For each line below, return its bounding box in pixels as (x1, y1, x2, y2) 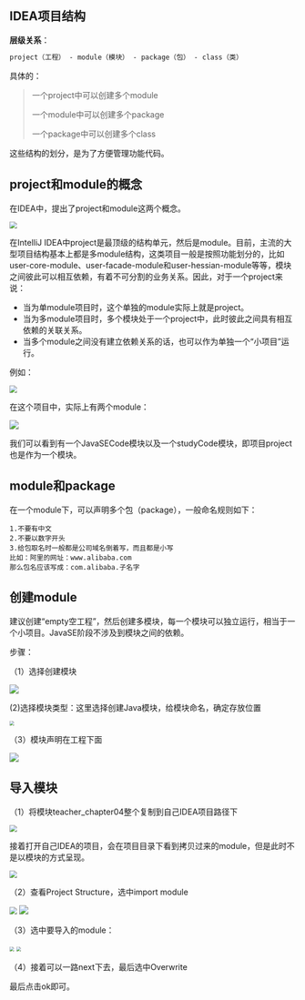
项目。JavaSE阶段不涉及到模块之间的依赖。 (25, 627, 189, 638)
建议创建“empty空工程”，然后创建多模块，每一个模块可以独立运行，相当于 (9, 615, 289, 626)
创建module (9, 590, 77, 605)
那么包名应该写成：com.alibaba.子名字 (9, 562, 140, 571)
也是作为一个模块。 (9, 449, 82, 460)
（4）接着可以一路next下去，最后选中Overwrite (9, 962, 188, 973)
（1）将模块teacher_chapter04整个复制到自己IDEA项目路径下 (9, 806, 239, 817)
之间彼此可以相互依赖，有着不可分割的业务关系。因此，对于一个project (9, 271, 276, 282)
